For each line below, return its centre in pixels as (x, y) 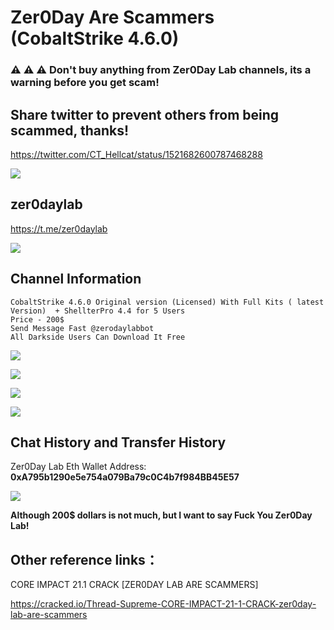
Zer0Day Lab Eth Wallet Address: (78, 467)
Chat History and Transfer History (118, 442)
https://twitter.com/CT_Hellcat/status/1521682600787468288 (136, 154)
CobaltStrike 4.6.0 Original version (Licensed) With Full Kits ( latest (167, 302)
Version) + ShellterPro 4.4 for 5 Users (98, 311)
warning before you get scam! (85, 83)
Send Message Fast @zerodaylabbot (82, 328)
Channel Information (76, 279)
